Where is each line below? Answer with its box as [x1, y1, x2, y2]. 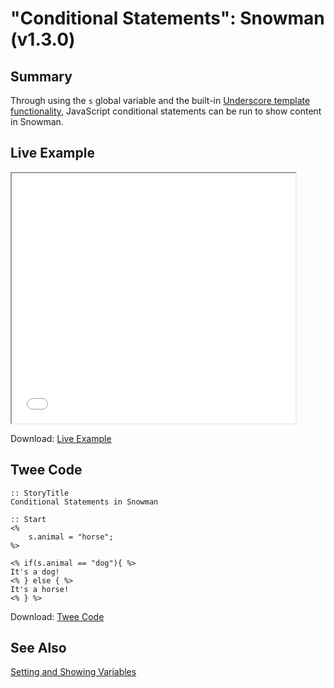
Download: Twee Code [10, 610, 105, 622]
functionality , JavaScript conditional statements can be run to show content [10, 105, 322, 117]
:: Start [10, 514, 47, 524]
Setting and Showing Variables [10, 666, 137, 678]
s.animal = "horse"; [28, 532, 114, 542]
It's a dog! [10, 567, 60, 577]
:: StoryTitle [10, 488, 70, 498]
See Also [10, 640, 67, 657]
